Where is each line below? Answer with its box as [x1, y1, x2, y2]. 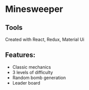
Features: [5, 51, 36, 59]
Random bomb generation [12, 75, 66, 81]
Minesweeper [5, 3, 63, 15]
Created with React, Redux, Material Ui [5, 36, 85, 42]
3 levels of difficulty [12, 69, 53, 75]
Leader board [12, 80, 41, 86]
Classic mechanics [12, 64, 51, 70]
